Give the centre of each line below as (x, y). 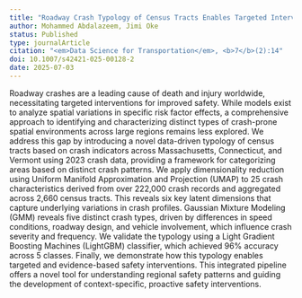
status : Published (44, 34)
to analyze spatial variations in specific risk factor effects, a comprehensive (149, 112)
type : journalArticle (50, 43)
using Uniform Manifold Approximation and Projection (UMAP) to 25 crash (146, 179)
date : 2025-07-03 (42, 68)
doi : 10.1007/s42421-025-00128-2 (72, 59)
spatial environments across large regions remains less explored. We (137, 131)
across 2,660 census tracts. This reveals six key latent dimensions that (140, 197)
